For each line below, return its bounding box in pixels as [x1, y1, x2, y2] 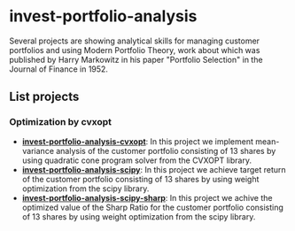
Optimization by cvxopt [9, 116, 113, 128]
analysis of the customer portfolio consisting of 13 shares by [56, 145, 276, 156]
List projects [9, 89, 80, 104]
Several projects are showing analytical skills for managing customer [9, 35, 260, 46]
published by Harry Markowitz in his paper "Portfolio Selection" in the [9, 54, 263, 65]
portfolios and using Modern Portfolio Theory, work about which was [9, 44, 260, 55]
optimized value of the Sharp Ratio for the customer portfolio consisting [21, 202, 283, 212]
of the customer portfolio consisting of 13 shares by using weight [21, 173, 260, 184]
